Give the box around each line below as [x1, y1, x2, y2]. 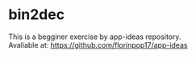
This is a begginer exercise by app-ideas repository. [8, 32, 181, 41]
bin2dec [8, 6, 65, 24]
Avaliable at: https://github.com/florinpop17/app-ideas [8, 40, 188, 49]
